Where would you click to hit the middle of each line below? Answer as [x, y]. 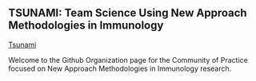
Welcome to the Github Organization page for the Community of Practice [128, 60]
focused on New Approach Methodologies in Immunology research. [120, 68]
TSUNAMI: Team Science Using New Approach [128, 13]
